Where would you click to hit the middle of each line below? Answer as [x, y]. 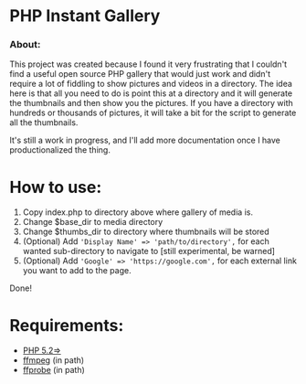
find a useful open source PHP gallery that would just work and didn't [140, 74]
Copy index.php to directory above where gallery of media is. [138, 212]
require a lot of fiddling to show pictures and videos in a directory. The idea [151, 84]
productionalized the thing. [60, 150]
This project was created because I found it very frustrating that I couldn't [148, 64]
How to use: [56, 187]
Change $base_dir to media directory [93, 222]
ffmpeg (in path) [53, 360]
